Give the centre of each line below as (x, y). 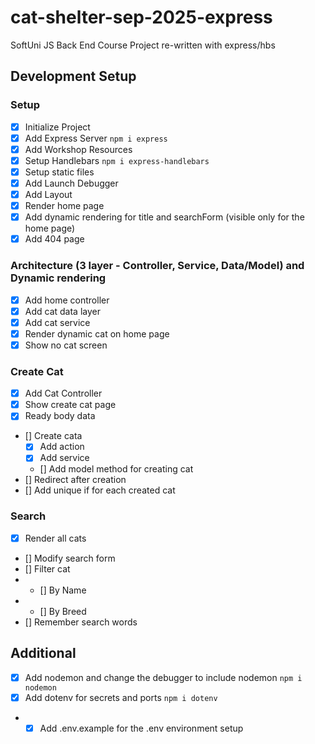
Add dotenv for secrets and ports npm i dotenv (121, 697)
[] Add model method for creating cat (116, 469)
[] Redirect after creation (75, 480)
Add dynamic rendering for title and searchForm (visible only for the (164, 217)
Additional (43, 653)
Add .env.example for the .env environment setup (141, 728)
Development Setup (73, 76)
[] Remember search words (81, 622)
